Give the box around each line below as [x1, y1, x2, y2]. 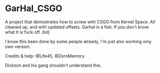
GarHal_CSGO [5, 3, 63, 14]
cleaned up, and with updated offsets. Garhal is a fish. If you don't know [5, 24, 149, 29]
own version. [5, 44, 31, 49]
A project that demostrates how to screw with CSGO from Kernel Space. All [5, 19, 155, 25]
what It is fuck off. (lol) [5, 29, 50, 35]
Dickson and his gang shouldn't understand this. [5, 62, 102, 68]
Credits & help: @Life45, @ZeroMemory [5, 53, 85, 58]
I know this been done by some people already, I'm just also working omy [5, 38, 152, 44]
